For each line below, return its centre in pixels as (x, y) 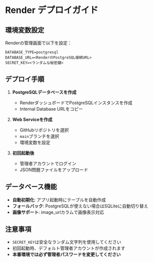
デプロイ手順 (25, 79)
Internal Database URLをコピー (51, 109)
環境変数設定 (25, 30)
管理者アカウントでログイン (48, 163)
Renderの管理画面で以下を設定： (39, 43)
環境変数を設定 (35, 142)
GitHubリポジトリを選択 (44, 130)
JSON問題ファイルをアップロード (54, 170)
